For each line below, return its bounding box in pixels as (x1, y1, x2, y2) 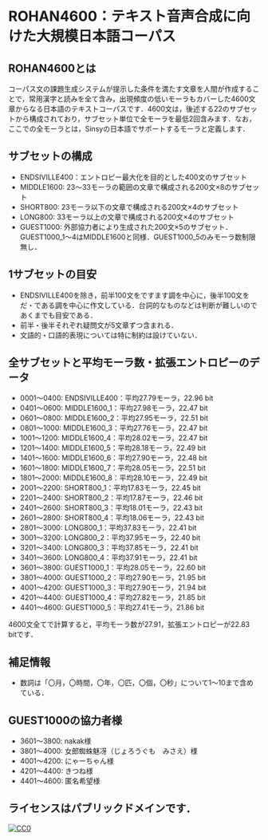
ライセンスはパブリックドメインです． (8, 802, 197, 815)
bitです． (8, 629, 37, 639)
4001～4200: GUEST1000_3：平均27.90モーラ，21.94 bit (19, 583, 207, 593)
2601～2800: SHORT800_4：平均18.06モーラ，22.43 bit (19, 513, 205, 523)
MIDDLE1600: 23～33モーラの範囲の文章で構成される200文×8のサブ (19, 182, 246, 191)
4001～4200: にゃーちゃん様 (19, 756, 114, 766)
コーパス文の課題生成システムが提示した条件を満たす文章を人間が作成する (8, 85, 253, 93)
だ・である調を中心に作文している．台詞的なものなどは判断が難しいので (19, 300, 258, 310)
